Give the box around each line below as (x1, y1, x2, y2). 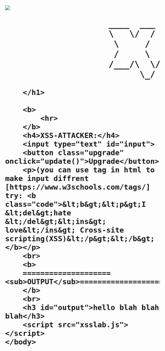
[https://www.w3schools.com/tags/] (5, 182, 151, 192)
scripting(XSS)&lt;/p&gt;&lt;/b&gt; (5, 234, 155, 243)
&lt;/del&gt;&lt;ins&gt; (5, 217, 107, 226)
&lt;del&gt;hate (5, 208, 71, 218)
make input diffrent (5, 174, 89, 183)
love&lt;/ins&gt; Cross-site (5, 226, 124, 235)
